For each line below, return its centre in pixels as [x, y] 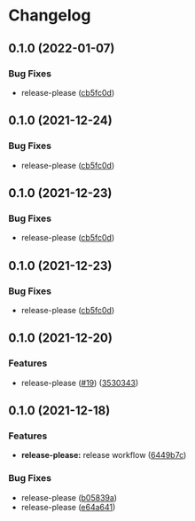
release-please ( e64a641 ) [68, 507]
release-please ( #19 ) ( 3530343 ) [80, 383]
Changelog [50, 16]
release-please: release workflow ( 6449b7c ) [104, 455]
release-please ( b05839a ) [69, 497]
